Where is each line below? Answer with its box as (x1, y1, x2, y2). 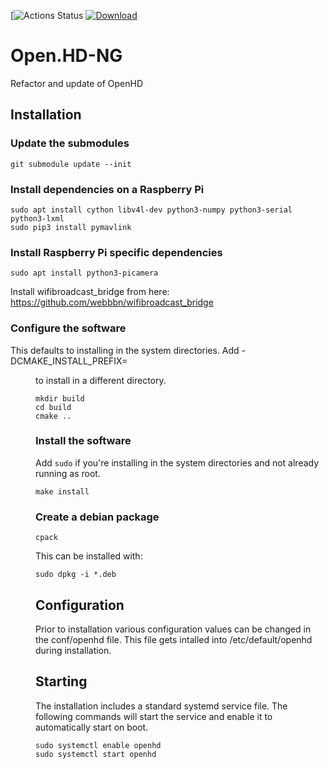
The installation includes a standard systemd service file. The (35, 700, 288, 712)
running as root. (35, 467, 101, 479)
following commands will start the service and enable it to (35, 710, 273, 722)
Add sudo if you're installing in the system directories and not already (35, 456, 320, 469)
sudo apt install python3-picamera (10, 268, 159, 279)
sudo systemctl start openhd (35, 749, 157, 759)
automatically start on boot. (35, 721, 149, 733)
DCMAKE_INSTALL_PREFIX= (10, 355, 128, 367)
